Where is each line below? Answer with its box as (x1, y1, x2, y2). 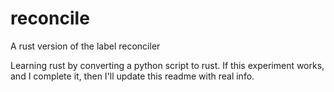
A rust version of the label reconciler (10, 40, 161, 52)
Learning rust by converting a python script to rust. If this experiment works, (10, 59, 325, 71)
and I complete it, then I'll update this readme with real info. (10, 70, 255, 82)
